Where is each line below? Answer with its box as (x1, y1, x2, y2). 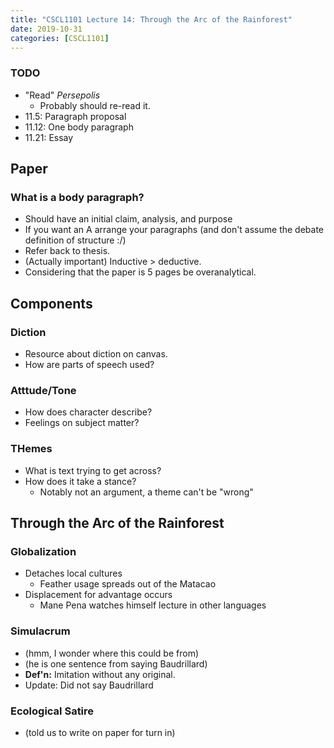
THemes (10, 442, 53, 456)
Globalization (10, 544, 77, 558)
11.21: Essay (24, 131, 74, 143)
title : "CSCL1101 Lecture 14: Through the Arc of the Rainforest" (10, 14, 293, 25)
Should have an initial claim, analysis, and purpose (24, 213, 233, 225)
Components (10, 295, 93, 312)
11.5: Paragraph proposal (24, 110, 127, 122)
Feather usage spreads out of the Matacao (39, 578, 217, 590)
